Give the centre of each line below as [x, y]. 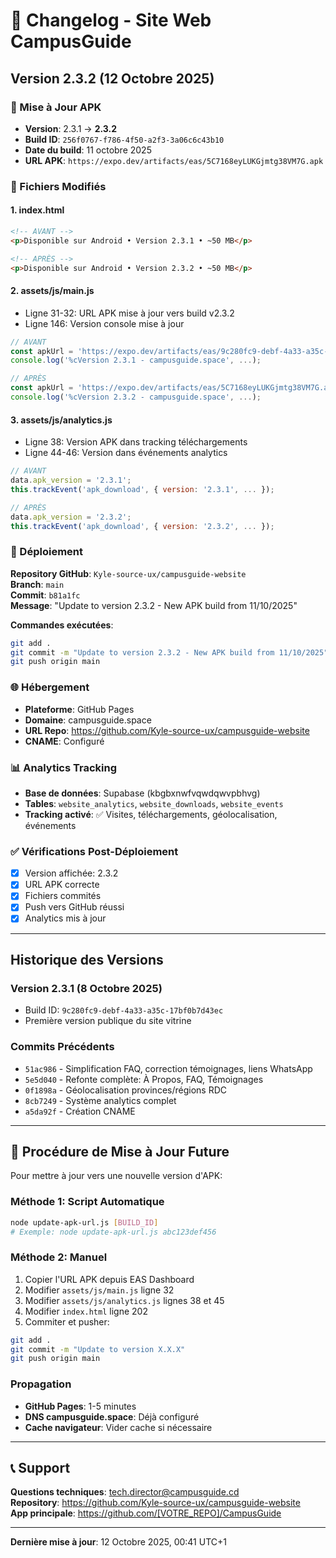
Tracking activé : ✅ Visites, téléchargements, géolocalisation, [151, 814]
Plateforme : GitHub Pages [79, 709]
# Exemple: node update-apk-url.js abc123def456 [113, 1232]
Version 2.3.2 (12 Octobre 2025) [112, 78]
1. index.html [37, 210]
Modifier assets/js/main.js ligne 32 [99, 1290]
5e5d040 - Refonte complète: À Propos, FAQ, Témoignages [144, 1079]
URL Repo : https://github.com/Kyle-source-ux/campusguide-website [167, 730]
